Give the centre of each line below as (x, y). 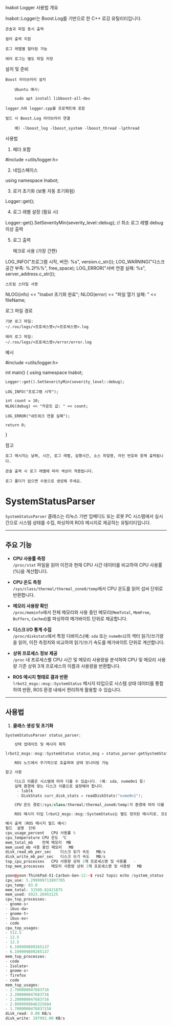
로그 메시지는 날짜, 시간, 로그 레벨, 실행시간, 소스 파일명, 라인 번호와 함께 (76, 456)
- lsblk (25, 791)
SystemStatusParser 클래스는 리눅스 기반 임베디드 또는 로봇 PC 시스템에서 (79, 516)
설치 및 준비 (17, 69)
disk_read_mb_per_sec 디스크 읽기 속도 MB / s (56, 852)
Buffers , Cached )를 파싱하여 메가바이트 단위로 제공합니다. (70, 618)
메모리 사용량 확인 (30, 605)
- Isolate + (17, 966)
